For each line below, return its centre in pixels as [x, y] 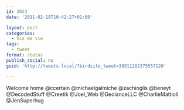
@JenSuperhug [25, 100]
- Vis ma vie [27, 39]
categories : [21, 33]
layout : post [22, 28]
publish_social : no [30, 60]
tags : [13, 44]
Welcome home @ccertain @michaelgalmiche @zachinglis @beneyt [88, 88]
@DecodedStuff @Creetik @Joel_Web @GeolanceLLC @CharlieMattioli [92, 94]
